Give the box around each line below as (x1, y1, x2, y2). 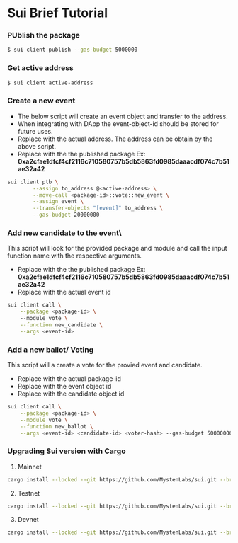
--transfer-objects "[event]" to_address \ (33, 205, 163, 212)
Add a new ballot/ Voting (7, 345, 94, 355)
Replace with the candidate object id (17, 389, 125, 398)
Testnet (17, 488, 40, 497)
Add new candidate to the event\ (7, 228, 123, 238)
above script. (17, 142, 57, 150)
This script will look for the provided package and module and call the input (7, 244, 228, 253)
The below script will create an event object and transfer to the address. (17, 112, 228, 120)
